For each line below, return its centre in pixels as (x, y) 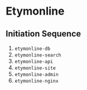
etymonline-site (35, 68)
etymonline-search (38, 55)
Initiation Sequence (43, 34)
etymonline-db (32, 49)
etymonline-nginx (37, 81)
